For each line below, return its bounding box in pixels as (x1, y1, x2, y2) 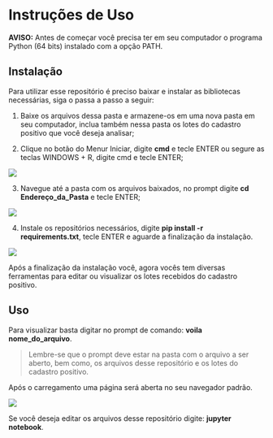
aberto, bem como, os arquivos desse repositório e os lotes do (28, 358, 238, 367)
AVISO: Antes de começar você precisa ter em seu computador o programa (8, 33, 262, 42)
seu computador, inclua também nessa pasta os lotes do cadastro (19, 119, 241, 129)
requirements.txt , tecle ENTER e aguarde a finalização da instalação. (19, 232, 253, 241)
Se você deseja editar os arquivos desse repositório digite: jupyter (8, 413, 232, 423)
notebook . (8, 422, 44, 431)
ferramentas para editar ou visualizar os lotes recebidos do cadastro (8, 271, 238, 281)
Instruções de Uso (8, 6, 135, 24)
